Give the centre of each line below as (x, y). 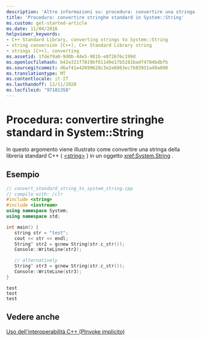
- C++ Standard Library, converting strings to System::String (87, 40)
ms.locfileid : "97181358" (39, 90)
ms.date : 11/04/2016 (32, 29)
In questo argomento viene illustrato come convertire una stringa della (93, 149)
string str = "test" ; (41, 233)
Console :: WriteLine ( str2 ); (48, 250)
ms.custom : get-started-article (47, 23)
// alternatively (36, 260)
